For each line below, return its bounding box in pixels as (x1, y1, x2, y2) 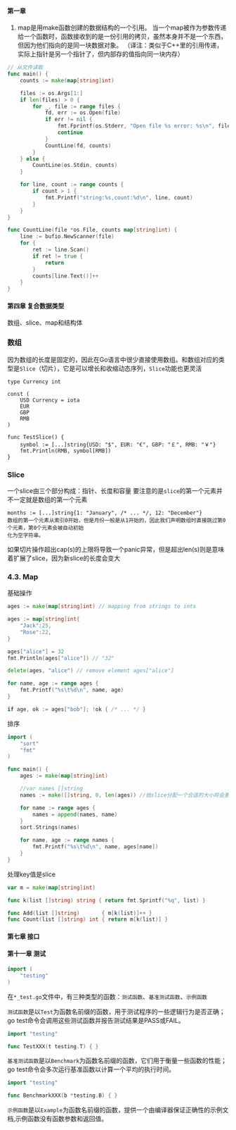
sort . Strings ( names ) (20, 824, 80, 831)
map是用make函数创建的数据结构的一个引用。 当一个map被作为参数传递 (17, 23, 227, 32)
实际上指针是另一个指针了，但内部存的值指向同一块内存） (17, 50, 184, 58)
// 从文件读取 (7, 64, 44, 71)
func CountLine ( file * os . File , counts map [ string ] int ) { (7, 226, 178, 234)
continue (57, 129, 83, 137)
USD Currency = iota (20, 397, 80, 404)
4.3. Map (7, 571, 39, 581)
